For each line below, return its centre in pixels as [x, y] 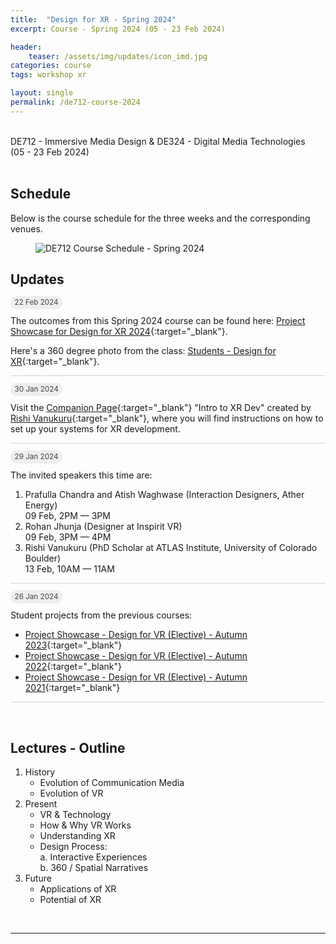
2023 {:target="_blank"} [73, 645]
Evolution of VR [71, 793]
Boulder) [43, 558]
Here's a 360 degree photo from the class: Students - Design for [143, 351]
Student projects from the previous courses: [101, 615]
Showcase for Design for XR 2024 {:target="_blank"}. [119, 332]
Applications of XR [78, 889]
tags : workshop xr [48, 75]
